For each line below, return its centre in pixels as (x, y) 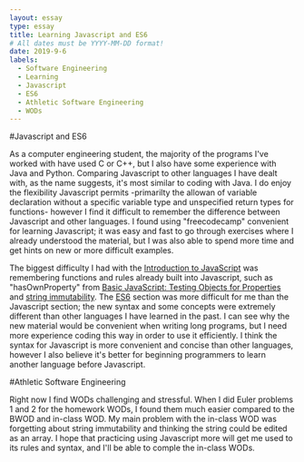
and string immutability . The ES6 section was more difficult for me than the (149, 297)
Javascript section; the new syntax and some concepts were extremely (142, 307)
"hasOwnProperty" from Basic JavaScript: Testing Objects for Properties (145, 288)
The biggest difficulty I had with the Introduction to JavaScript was (134, 268)
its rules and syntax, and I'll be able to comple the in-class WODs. (132, 448)
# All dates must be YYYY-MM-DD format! (87, 43)
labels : (24, 60)
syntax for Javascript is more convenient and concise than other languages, (152, 345)
